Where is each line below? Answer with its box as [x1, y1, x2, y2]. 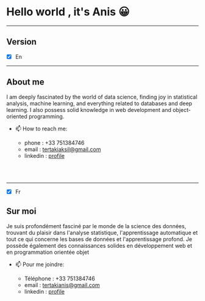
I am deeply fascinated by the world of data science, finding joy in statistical [6, 93, 198, 100]
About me [6, 77, 45, 87]
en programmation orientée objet [6, 248, 90, 256]
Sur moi [6, 206, 37, 217]
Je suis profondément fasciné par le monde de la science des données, [6, 222, 187, 229]
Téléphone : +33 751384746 [24, 275, 96, 282]
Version [6, 37, 37, 47]
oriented [6, 113, 27, 120]
